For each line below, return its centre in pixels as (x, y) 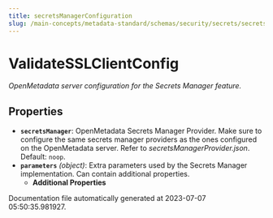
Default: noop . (43, 157)
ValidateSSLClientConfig (94, 64)
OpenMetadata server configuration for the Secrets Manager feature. (125, 86)
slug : (17, 24)
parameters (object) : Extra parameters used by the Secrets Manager (134, 165)
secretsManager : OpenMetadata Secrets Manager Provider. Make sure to (141, 131)
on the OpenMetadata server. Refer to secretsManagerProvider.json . (135, 148)
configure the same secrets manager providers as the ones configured (139, 139)
